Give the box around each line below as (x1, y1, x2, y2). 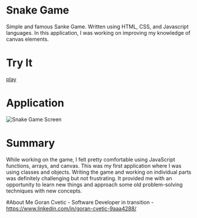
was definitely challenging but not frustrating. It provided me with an (6, 174, 172, 181)
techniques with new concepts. (6, 187, 83, 194)
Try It (6, 57, 32, 70)
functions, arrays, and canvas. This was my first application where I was (6, 162, 182, 169)
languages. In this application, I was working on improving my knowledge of (6, 29, 191, 36)
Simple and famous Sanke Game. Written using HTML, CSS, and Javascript (6, 23, 189, 30)
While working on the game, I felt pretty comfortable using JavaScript (6, 156, 176, 163)
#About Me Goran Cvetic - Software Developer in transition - (6, 199, 154, 206)
